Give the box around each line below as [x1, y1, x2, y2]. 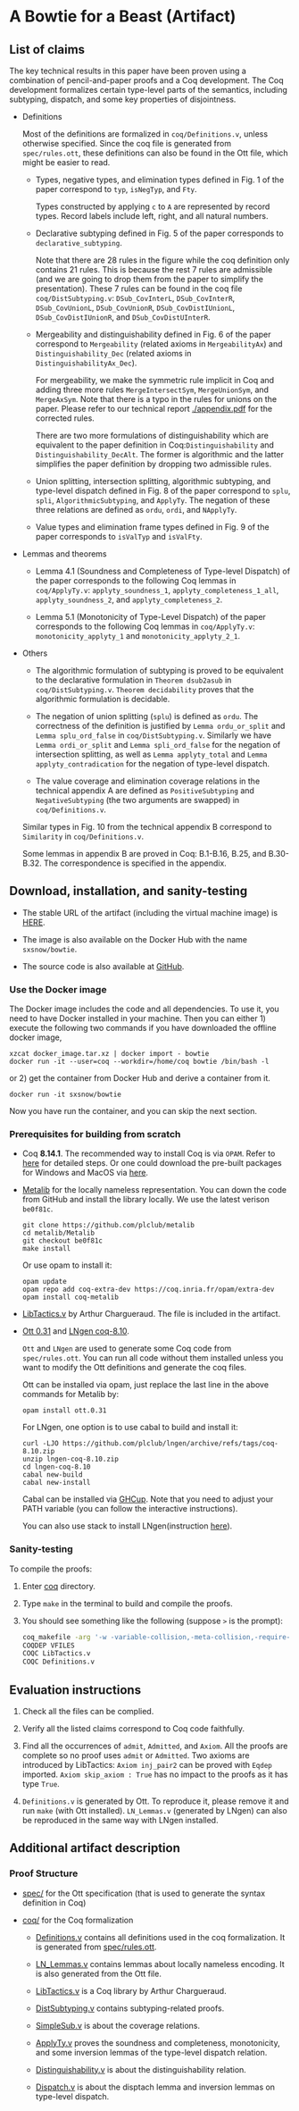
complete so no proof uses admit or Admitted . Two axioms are [21, 1750, 250, 1761]
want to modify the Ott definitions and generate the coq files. [21, 1362, 247, 1373]
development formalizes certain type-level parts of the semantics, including [9, 85, 288, 95]
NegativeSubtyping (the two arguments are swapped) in [35, 795, 240, 805]
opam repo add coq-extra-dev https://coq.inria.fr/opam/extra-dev [21, 1285, 275, 1294]
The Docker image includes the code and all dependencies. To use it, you [9, 1003, 279, 1015]
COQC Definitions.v [21, 1657, 96, 1667]
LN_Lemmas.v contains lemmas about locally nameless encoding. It [35, 1958, 286, 1969]
